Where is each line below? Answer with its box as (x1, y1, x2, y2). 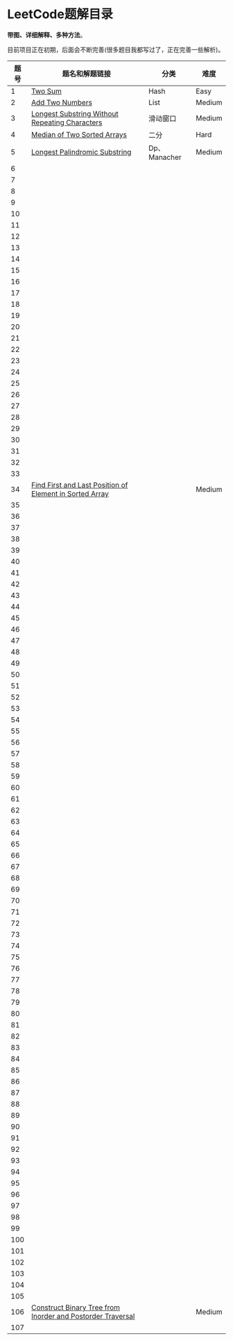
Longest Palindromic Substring (31, 147, 132, 156)
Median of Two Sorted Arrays (31, 129, 127, 139)
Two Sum (31, 86, 62, 96)
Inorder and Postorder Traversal (31, 1311, 135, 1321)
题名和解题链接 (62, 69, 111, 79)
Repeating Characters (31, 118, 103, 127)
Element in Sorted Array (31, 488, 110, 498)
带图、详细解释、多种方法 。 (7, 31, 87, 39)
